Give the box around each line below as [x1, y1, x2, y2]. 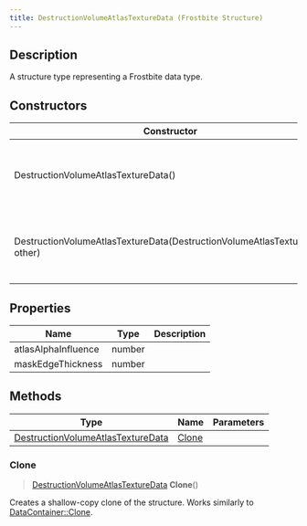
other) [14, 247, 41, 259]
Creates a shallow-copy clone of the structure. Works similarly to [9, 497, 254, 508]
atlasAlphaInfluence [14, 343, 100, 356]
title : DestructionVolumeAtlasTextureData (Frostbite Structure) [9, 13, 263, 23]
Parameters [212, 416, 265, 428]
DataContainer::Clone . [9, 507, 93, 518]
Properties [9, 300, 71, 316]
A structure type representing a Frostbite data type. [9, 71, 203, 82]
